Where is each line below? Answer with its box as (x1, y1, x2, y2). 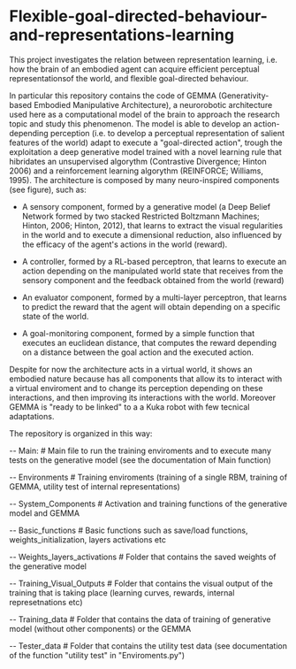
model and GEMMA (9, 507, 80, 519)
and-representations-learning (9, 25, 235, 45)
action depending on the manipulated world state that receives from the (21, 265, 284, 276)
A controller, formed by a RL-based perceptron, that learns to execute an (21, 256, 287, 266)
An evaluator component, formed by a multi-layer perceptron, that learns (21, 292, 287, 303)
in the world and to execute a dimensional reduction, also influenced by (21, 229, 283, 240)
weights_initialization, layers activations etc (9, 534, 166, 545)
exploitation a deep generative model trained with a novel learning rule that (9, 146, 283, 157)
